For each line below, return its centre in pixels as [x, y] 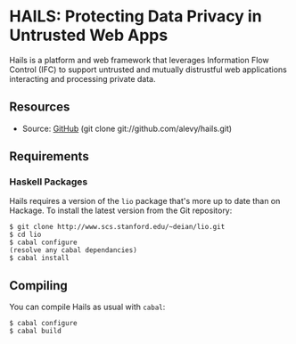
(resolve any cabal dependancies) [74, 250]
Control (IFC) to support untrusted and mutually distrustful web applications [148, 70]
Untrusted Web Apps [89, 35]
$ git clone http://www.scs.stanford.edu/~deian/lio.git [117, 227]
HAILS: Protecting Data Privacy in [136, 16]
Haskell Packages [49, 182]
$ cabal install [39, 258]
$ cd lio [25, 235]
